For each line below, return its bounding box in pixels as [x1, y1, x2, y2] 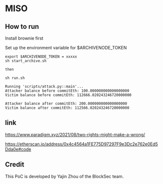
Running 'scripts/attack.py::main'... [5, 84, 84, 89]
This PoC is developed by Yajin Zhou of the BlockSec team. [5, 173, 124, 179]
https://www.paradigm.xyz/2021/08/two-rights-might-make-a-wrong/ [5, 131, 145, 137]
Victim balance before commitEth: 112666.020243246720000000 [5, 93, 132, 98]
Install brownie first [5, 35, 44, 41]
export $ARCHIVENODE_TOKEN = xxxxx [5, 54, 77, 59]
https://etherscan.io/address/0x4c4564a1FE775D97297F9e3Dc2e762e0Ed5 [5, 141, 158, 147]
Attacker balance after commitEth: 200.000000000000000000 [5, 101, 127, 106]
